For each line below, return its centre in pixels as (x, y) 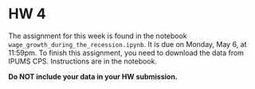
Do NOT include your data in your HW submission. (93, 76)
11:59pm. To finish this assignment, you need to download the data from (126, 52)
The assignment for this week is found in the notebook (98, 36)
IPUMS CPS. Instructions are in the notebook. (83, 61)
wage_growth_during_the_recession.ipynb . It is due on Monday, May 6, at (127, 44)
